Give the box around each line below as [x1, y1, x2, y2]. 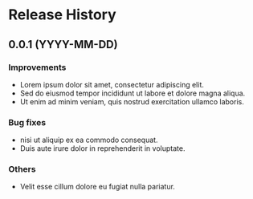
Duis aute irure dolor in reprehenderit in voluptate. [19, 144, 186, 153]
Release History [8, 6, 116, 24]
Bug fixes [8, 116, 47, 128]
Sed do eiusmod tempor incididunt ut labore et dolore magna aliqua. [19, 88, 246, 98]
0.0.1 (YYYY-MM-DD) [8, 38, 118, 51]
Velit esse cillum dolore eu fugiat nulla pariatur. [19, 182, 175, 192]
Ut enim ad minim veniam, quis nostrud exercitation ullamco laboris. [19, 96, 245, 106]
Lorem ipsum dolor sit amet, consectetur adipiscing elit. [19, 79, 205, 89]
